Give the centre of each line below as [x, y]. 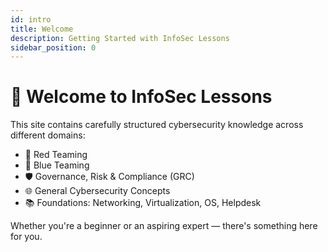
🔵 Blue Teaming [57, 165]
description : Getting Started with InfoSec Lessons [120, 38]
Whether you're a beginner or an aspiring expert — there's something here [164, 226]
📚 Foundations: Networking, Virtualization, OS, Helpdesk [143, 203]
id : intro [31, 19]
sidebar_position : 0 [53, 47]
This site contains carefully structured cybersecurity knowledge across [157, 125]
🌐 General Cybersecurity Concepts [97, 191]
